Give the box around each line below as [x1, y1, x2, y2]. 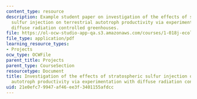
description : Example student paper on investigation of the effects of [6, 14, 188, 20]
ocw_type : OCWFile [6, 52, 51, 58]
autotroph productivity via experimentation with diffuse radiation [11, 79, 182, 85]
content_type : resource [6, 8, 64, 15]
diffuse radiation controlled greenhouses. [11, 24, 119, 31]
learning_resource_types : [6, 41, 69, 47]
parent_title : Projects [6, 57, 64, 63]
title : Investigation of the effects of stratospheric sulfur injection [6, 73, 188, 79]
